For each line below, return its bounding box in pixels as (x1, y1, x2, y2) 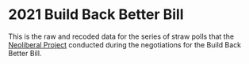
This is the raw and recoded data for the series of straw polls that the (8, 32, 235, 41)
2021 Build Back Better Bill (8, 6, 184, 24)
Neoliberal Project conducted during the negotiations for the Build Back (8, 40, 242, 49)
